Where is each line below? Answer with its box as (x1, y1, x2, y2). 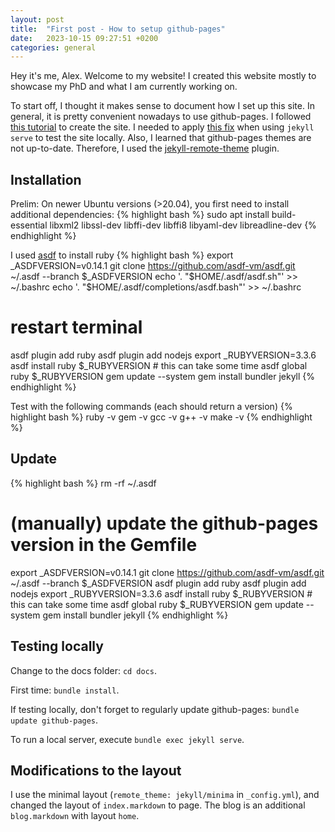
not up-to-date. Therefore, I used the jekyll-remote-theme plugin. (10, 142, 280, 155)
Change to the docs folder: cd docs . (10, 664, 158, 676)
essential (10, 219, 48, 231)
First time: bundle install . (10, 684, 120, 696)
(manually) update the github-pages (10, 512, 319, 535)
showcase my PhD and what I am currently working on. (10, 81, 238, 93)
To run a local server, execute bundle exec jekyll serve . (10, 733, 245, 745)
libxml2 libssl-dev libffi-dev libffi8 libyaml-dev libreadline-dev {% (49, 219, 317, 231)
